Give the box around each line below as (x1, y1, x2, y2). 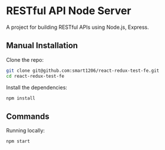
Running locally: (6, 127, 45, 134)
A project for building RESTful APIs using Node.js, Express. (6, 24, 149, 31)
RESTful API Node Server (6, 4, 131, 18)
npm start (6, 138, 31, 145)
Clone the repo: (6, 56, 44, 63)
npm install (6, 95, 35, 101)
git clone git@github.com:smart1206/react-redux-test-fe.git (6, 68, 160, 74)
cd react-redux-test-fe (6, 73, 65, 79)
